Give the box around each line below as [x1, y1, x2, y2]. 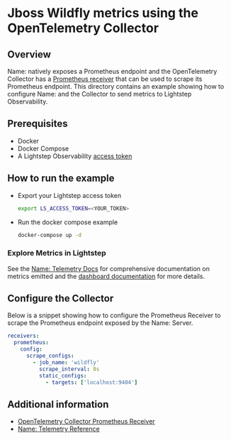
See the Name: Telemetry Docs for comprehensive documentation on [7, 264, 210, 273]
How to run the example [7, 172, 115, 185]
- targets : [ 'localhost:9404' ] [45, 378, 138, 386]
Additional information [7, 398, 109, 410]
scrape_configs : [26, 353, 74, 360]
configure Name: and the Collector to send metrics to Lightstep [7, 90, 192, 98]
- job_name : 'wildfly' [33, 358, 100, 366]
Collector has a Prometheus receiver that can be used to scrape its [7, 75, 203, 83]
